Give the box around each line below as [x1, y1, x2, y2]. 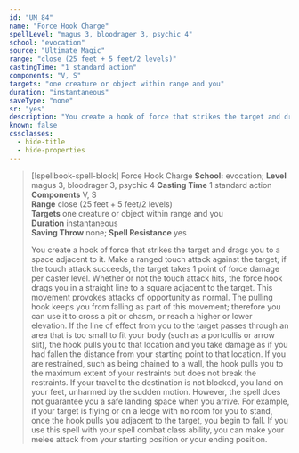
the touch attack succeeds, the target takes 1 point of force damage [30, 263, 280, 274]
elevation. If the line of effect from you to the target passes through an [30, 320, 289, 331]
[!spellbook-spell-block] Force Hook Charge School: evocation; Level [30, 170, 287, 181]
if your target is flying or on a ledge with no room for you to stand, [30, 405, 273, 416]
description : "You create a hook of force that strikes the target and [9, 112, 280, 121]
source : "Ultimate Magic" [9, 46, 105, 55]
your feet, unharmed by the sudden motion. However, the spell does [30, 386, 281, 397]
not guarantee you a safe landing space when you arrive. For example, [30, 396, 290, 407]
